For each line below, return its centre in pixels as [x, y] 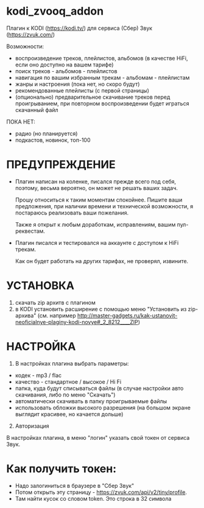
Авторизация [32, 426]
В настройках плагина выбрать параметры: [72, 363]
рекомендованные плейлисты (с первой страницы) [82, 90]
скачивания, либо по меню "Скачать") [65, 395]
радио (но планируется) [46, 133]
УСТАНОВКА [40, 286]
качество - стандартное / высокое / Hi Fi [68, 381]
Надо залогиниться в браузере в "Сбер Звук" [75, 485]
